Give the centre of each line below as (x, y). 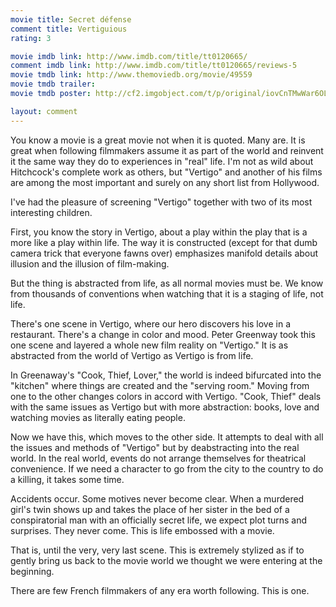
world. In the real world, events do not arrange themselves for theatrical (158, 458)
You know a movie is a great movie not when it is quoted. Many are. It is (158, 140)
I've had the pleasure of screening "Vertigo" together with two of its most (161, 202)
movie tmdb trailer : (53, 84)
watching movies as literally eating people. (98, 417)
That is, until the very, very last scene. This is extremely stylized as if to (157, 550)
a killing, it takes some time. (67, 479)
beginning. (32, 571)
